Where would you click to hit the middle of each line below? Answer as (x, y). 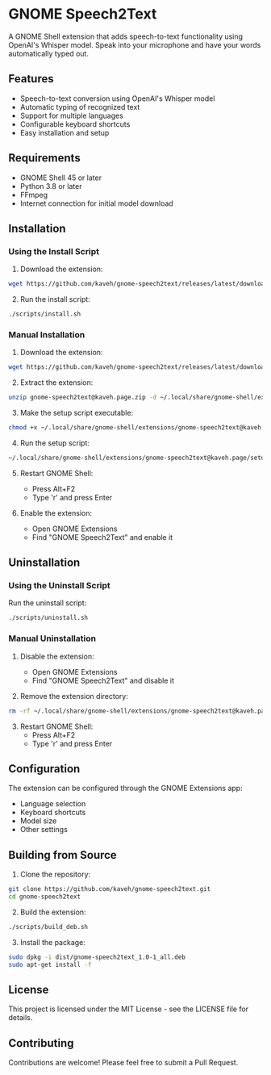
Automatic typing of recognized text (80, 107)
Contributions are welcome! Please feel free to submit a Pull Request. (123, 1063)
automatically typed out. (48, 53)
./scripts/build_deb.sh (48, 927)
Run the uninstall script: (48, 603)
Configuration (44, 769)
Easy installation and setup (65, 132)
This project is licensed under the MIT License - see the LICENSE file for (128, 1009)
